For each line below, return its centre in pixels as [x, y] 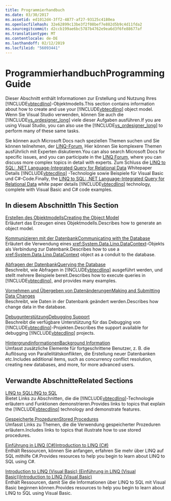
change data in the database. [36, 307]
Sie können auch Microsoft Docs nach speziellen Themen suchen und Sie [82, 140]
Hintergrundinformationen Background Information [58, 343]
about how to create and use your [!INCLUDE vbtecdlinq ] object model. [79, 109]
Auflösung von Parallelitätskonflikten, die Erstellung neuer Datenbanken [80, 354]
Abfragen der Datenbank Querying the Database [55, 265]
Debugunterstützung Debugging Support [48, 317]
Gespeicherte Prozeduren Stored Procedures [52, 419]
